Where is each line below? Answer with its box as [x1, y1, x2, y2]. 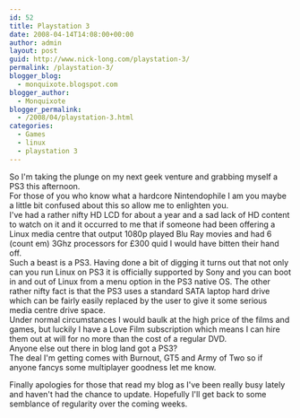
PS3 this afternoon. [9, 180, 81, 191]
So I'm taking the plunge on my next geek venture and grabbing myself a [9, 171, 279, 182]
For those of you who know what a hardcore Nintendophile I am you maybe [9, 190, 287, 201]
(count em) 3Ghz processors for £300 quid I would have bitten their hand [9, 238, 279, 248]
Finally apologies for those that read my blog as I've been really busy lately [9, 379, 286, 390]
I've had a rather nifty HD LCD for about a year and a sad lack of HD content [9, 209, 290, 220]
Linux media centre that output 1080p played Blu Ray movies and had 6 [9, 228, 272, 239]
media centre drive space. [9, 304, 106, 315]
